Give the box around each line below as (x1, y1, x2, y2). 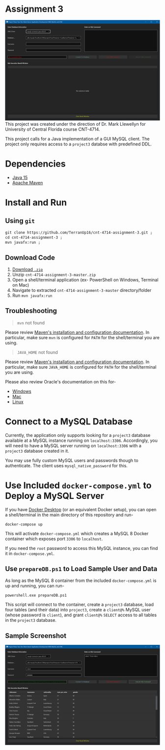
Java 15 (12, 174, 28, 180)
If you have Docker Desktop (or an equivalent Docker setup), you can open (5, 506, 157, 512)
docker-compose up (5, 522, 43, 527)
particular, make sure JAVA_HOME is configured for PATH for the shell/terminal (5, 364, 157, 370)
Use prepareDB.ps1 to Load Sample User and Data (5, 565, 158, 573)
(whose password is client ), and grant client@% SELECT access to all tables (5, 612, 157, 618)
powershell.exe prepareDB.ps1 (5, 593, 67, 598)
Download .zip (12, 266, 43, 272)
